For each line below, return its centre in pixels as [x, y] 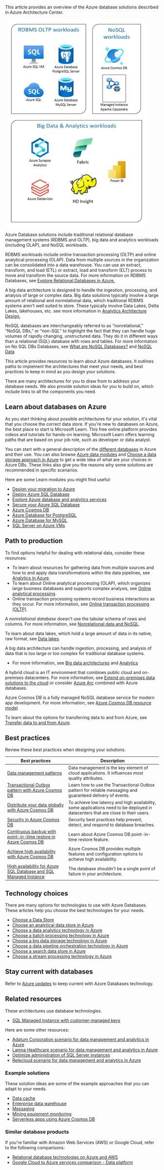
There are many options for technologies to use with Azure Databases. [76, 905]
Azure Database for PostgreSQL [44, 515]
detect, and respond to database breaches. [112, 825]
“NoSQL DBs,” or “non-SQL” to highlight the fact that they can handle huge [80, 331]
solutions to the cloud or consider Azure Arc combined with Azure [72, 683]
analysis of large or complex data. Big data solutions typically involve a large [82, 295]
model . [12, 708]
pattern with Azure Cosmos [35, 790]
